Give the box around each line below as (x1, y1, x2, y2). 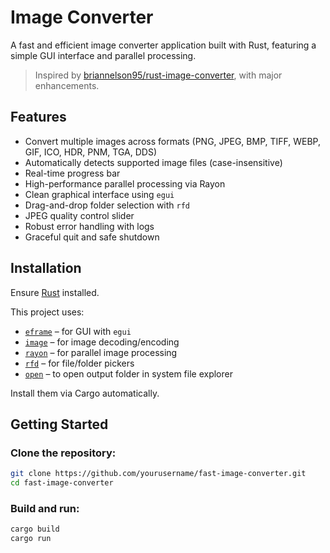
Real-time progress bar (24, 167, 121, 179)
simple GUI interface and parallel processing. (10, 49, 197, 61)
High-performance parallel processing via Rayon (24, 177, 226, 190)
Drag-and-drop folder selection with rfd (24, 199, 191, 211)
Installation (10, 260, 82, 277)
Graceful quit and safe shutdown (24, 231, 160, 243)
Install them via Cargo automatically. (10, 387, 160, 399)
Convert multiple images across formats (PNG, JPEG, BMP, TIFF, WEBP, (24, 135, 322, 147)
